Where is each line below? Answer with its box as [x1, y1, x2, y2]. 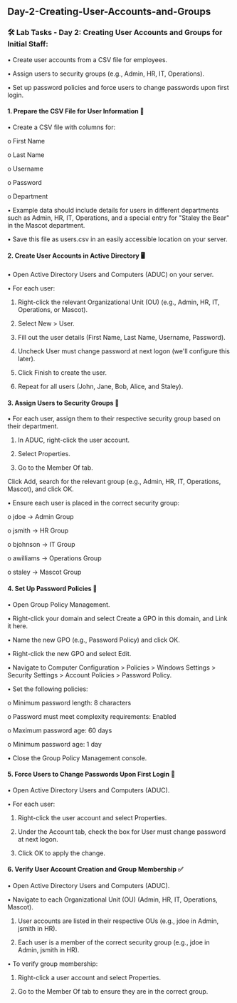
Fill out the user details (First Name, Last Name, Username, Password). [17, 333, 226, 342]
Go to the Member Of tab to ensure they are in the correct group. [17, 987, 209, 995]
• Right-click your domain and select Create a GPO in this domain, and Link [7, 614, 228, 623]
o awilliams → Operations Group [7, 554, 102, 563]
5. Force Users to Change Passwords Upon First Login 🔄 [7, 770, 176, 779]
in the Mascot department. [7, 221, 85, 229]
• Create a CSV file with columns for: [7, 123, 116, 131]
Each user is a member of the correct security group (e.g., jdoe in [17, 938, 210, 947]
